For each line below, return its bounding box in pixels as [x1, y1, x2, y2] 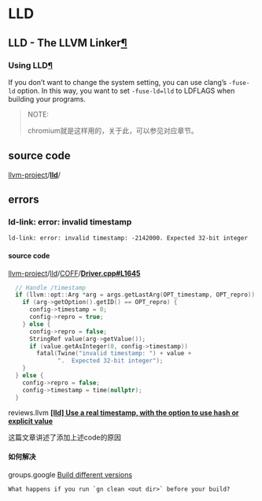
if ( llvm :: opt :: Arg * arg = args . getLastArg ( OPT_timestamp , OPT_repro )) [15, 291, 256, 299]
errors [8, 193, 39, 206]
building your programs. [8, 94, 87, 103]
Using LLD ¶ [8, 60, 54, 71]
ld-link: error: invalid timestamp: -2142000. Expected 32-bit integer [8, 234, 248, 243]
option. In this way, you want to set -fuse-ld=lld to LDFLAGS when [17, 86, 235, 95]
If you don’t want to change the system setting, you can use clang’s [8, 77, 227, 87]
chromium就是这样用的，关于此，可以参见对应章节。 [27, 125, 198, 135]
